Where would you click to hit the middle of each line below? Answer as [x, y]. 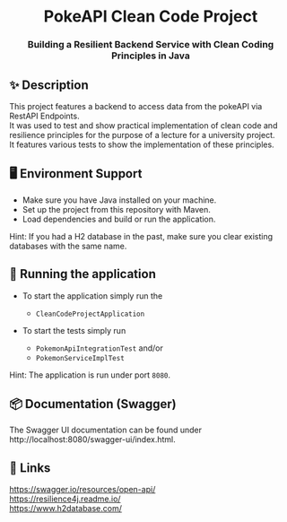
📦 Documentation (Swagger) [93, 404]
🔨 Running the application [83, 274]
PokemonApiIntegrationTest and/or [99, 348]
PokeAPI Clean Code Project [151, 17]
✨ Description [49, 85]
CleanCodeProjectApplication [90, 314]
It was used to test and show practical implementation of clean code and [143, 125]
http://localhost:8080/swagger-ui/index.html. [93, 439]
